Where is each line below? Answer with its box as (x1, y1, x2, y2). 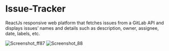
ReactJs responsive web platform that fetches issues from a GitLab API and (5, 20, 164, 26)
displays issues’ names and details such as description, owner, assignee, (5, 25, 159, 31)
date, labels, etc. (5, 30, 40, 36)
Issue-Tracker (5, 3, 66, 15)
